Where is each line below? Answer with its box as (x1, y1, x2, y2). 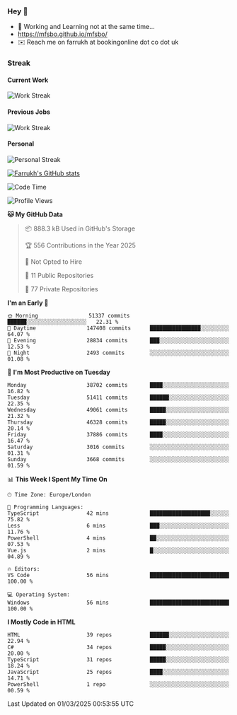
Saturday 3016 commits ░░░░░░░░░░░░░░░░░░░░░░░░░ (7, 443, 230, 450)
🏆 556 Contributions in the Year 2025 (24, 240, 137, 250)
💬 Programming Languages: (7, 504, 83, 511)
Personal (7, 139, 35, 148)
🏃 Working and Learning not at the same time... (17, 23, 156, 31)
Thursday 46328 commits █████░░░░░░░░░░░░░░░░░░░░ (7, 419, 230, 426)
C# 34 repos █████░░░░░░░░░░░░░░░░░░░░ (7, 644, 230, 651)
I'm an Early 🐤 (7, 298, 49, 307)
